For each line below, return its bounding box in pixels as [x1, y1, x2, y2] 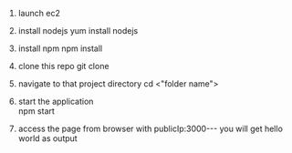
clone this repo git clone [17, 61, 109, 71]
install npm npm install [17, 43, 103, 54]
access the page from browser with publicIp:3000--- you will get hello [17, 123, 283, 134]
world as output [17, 133, 78, 144]
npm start [17, 106, 55, 117]
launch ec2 [17, 8, 61, 18]
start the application [17, 96, 94, 107]
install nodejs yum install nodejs [17, 25, 139, 36]
